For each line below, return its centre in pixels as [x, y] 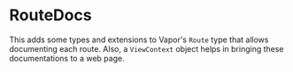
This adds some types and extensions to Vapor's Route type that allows [139, 40]
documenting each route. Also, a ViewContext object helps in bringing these [147, 48]
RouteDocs [50, 15]
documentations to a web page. [67, 58]
